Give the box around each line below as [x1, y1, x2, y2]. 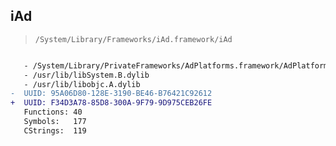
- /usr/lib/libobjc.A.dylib [23, 79, 141, 89]
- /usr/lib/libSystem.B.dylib [23, 70, 150, 80]
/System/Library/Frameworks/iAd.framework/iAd [34, 34, 233, 44]
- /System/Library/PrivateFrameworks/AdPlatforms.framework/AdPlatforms [23, 60, 333, 71]
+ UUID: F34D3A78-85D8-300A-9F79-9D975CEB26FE [10, 98, 213, 108]
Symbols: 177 [23, 117, 87, 127]
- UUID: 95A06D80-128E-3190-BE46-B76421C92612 [10, 89, 213, 99]
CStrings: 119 [23, 125, 87, 136]
